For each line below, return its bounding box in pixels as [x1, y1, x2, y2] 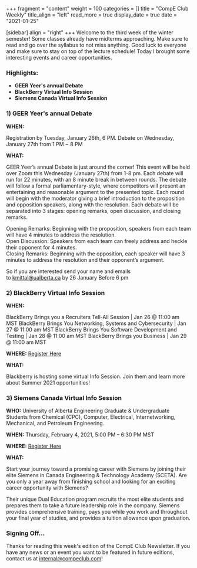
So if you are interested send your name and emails [6, 268, 131, 275]
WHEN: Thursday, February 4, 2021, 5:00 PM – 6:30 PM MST [6, 431, 155, 438]
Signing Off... [6, 529, 45, 537]
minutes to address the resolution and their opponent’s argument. [6, 256, 165, 263]
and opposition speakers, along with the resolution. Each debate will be [6, 201, 179, 208]
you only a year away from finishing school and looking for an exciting [6, 478, 176, 485]
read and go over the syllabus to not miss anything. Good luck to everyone [6, 41, 187, 48]
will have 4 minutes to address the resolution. [6, 231, 116, 238]
